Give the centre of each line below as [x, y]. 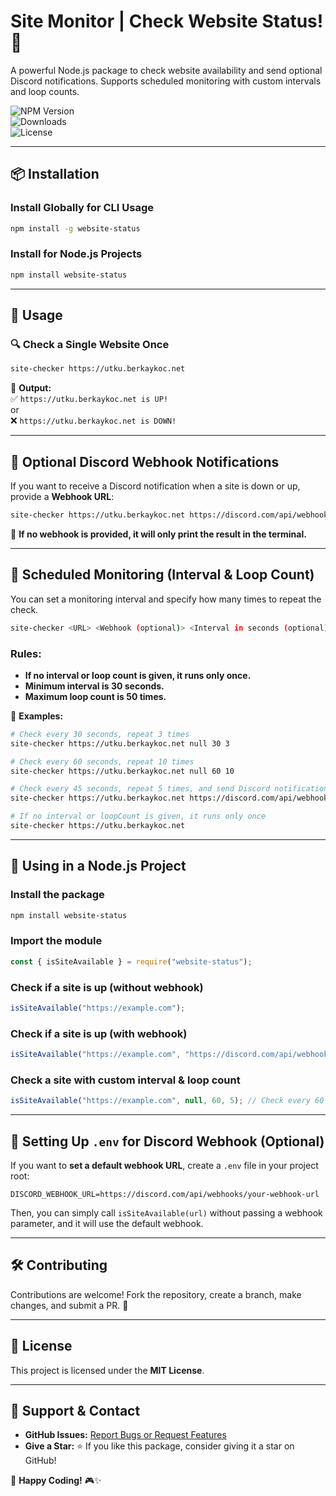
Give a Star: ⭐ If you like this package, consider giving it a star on [159, 1446]
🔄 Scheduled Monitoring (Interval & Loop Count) [162, 575]
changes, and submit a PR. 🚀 [69, 1305]
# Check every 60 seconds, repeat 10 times [102, 761]
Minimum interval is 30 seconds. [94, 686]
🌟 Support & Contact [75, 1410]
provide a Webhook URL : [62, 497]
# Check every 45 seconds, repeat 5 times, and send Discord [140, 789]
